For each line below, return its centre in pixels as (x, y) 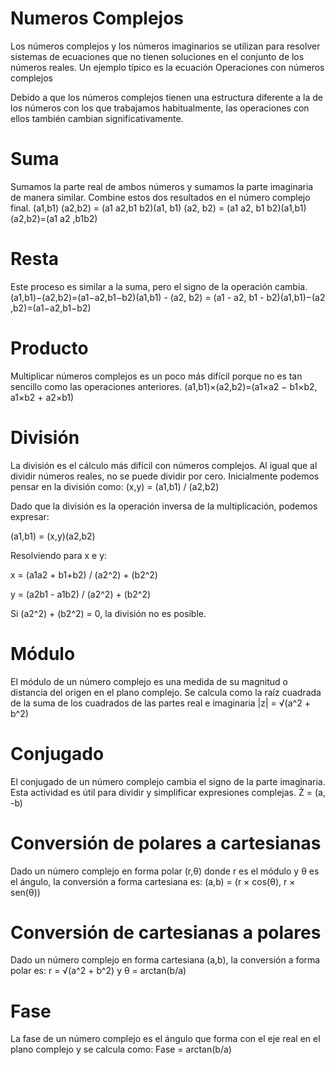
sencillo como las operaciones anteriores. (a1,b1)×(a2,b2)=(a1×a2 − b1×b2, (164, 386)
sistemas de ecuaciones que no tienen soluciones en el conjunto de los (157, 56)
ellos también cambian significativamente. (97, 118)
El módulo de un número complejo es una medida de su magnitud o (149, 681)
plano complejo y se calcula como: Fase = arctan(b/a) (121, 1049)
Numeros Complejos (97, 18)
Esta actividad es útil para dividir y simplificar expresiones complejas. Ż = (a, (168, 792)
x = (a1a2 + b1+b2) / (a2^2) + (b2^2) (84, 574)
